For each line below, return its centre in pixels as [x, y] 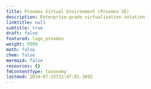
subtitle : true [25, 28]
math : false [20, 50]
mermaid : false [25, 60]
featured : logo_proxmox [35, 39]
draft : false [22, 33]
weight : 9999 [22, 44]
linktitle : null [26, 22]
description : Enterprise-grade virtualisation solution [75, 17]
